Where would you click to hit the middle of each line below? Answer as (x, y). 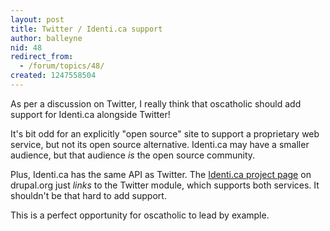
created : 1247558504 (53, 76)
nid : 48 (26, 47)
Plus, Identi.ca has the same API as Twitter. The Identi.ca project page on (161, 174)
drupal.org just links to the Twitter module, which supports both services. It (165, 185)
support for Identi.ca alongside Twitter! (90, 114)
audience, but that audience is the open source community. (133, 155)
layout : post (37, 19)
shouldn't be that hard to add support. (88, 195)
